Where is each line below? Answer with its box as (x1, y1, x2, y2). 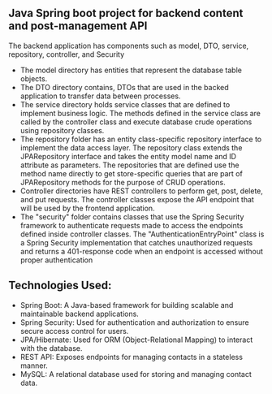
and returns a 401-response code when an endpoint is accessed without (19, 246, 264, 256)
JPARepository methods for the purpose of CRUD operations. (19, 177, 226, 187)
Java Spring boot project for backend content (8, 6, 244, 20)
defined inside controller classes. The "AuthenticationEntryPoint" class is (19, 229, 265, 239)
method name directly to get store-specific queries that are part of (19, 168, 244, 178)
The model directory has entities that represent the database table (19, 65, 242, 75)
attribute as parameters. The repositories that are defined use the (19, 160, 240, 170)
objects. (19, 73, 48, 84)
